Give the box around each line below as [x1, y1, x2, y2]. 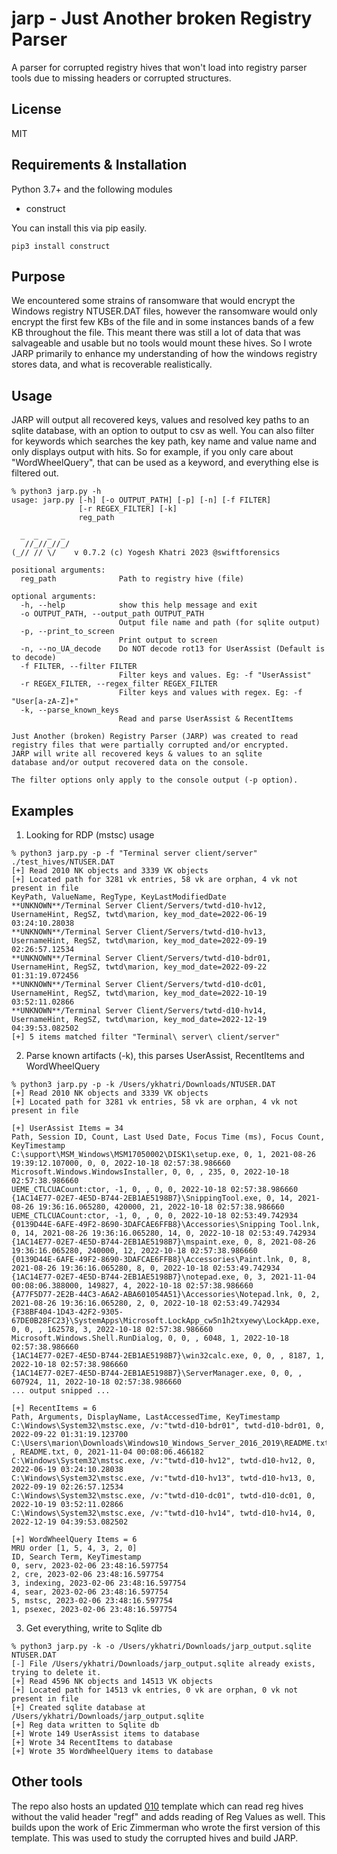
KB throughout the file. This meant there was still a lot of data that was [11, 327, 301, 339]
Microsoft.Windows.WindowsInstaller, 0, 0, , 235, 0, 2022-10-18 [11, 1167, 289, 1177]
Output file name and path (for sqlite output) [118, 618, 321, 628]
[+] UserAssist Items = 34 [11, 1123, 124, 1133]
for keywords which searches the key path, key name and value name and [11, 435, 317, 447]
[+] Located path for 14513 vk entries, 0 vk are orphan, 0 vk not [11, 1685, 299, 1695]
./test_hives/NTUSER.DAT [11, 857, 115, 867]
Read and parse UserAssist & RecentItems [118, 714, 294, 724]
